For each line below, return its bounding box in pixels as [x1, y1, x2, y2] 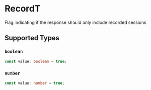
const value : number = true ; [4, 81, 65, 86]
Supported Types [4, 34, 60, 42]
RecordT [4, 3, 41, 14]
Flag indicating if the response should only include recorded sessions [4, 19, 147, 25]
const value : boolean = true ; [4, 59, 67, 64]
